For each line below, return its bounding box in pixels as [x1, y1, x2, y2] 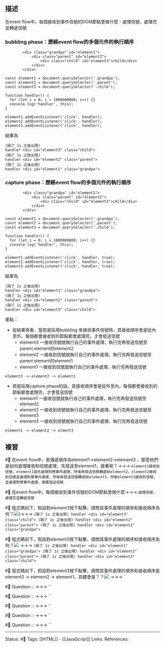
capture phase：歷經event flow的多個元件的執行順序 [5, 179, 132, 186]
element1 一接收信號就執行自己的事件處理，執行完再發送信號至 [19, 395, 147, 401]
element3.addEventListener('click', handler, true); [5, 264, 115, 269]
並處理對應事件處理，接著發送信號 [5, 480, 64, 485]
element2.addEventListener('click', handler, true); [5, 259, 115, 265]
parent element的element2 [19, 346, 74, 352]
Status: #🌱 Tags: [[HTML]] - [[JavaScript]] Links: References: [5, 636, 129, 642]
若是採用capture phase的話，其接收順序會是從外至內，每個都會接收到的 [12, 383, 158, 389]
